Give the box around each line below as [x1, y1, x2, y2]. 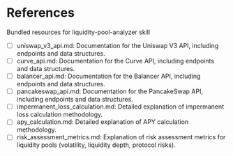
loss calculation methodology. [16, 110, 103, 119]
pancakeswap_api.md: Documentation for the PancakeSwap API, [16, 87, 204, 95]
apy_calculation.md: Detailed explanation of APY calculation [16, 118, 189, 126]
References [6, 5, 75, 21]
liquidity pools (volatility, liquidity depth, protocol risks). [16, 141, 176, 149]
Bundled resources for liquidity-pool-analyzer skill [6, 28, 151, 36]
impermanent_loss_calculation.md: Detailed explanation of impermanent [16, 102, 225, 111]
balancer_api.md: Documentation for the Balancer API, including [16, 72, 201, 81]
